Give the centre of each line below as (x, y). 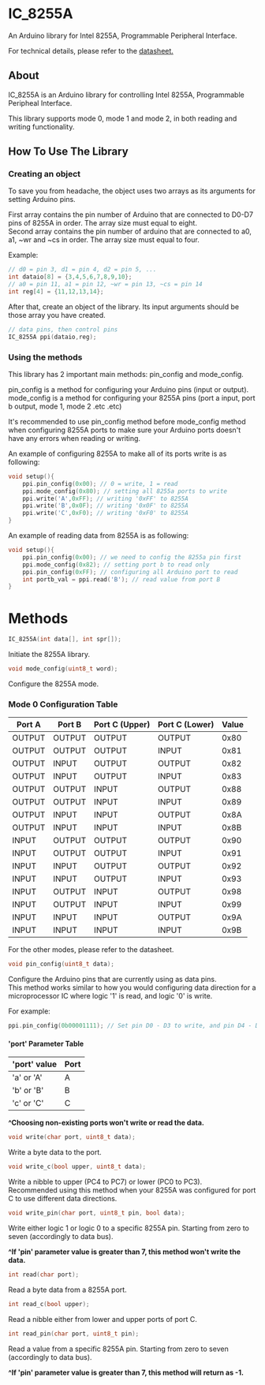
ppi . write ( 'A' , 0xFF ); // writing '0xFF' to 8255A (106, 498)
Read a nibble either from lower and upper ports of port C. (103, 1319)
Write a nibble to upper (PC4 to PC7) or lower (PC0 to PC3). (105, 1182)
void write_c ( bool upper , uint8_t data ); (77, 1167)
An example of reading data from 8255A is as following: (99, 536)
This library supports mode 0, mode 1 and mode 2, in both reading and (123, 118)
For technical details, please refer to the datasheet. (91, 50)
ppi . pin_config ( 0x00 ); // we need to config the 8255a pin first (132, 557)
